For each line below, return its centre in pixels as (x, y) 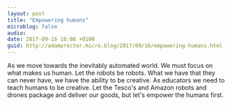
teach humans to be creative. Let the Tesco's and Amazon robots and (107, 88)
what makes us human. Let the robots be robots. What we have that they (111, 73)
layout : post (26, 14)
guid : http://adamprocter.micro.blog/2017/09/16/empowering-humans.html (115, 46)
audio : (17, 33)
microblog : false (32, 26)
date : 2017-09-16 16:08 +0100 (51, 39)
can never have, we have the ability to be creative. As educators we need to (116, 80)
